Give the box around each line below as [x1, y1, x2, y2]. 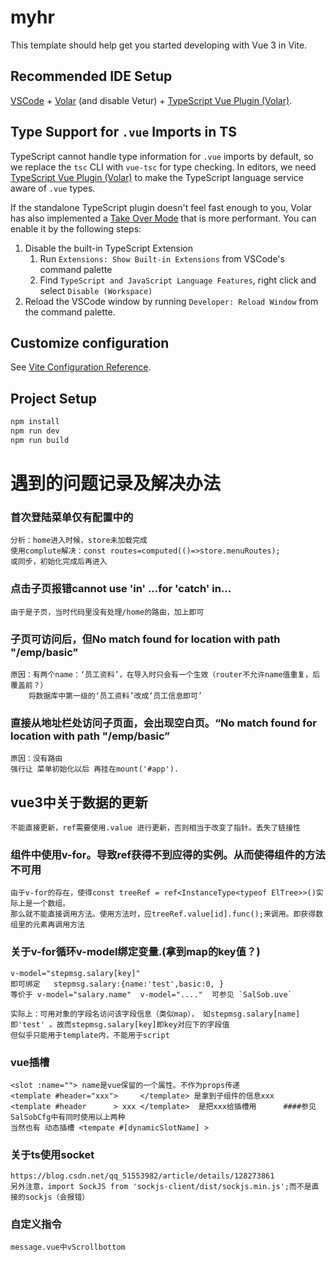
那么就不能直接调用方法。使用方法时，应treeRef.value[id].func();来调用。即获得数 [10, 909, 324, 920]
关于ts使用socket [10, 1147, 95, 1161]
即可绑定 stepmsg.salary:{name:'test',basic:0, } [10, 979, 225, 989]
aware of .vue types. [10, 182, 96, 194]
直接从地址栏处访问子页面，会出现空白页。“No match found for [10, 716, 317, 730]
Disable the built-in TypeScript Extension [24, 242, 194, 254]
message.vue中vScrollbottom [10, 1242, 126, 1253]
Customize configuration [10, 334, 170, 351]
